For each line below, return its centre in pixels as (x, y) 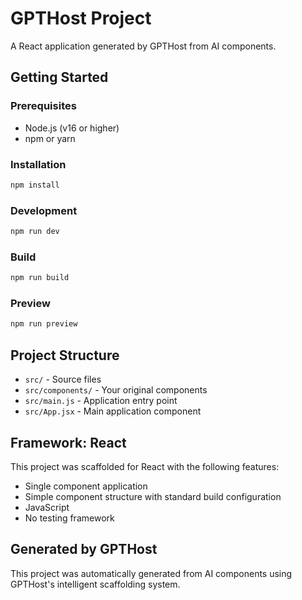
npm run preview (44, 324)
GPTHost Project (81, 18)
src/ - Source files (63, 379)
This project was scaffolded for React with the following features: (145, 466)
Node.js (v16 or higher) (72, 128)
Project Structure (65, 355)
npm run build (40, 278)
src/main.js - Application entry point (101, 401)
